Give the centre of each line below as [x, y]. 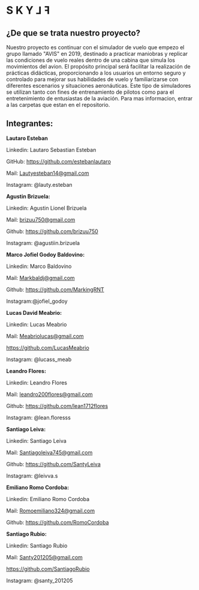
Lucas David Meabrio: [34, 312]
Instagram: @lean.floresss [38, 418]
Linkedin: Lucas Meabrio [37, 324]
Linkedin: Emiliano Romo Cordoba [48, 499]
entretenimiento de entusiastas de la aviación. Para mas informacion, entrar [99, 98]
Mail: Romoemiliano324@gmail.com [50, 511]
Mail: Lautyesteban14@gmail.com [48, 173]
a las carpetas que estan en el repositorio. [58, 105]
